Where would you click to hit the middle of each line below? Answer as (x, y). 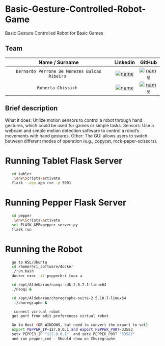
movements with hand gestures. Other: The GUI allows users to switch (76, 135)
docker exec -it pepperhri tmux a (47, 276)
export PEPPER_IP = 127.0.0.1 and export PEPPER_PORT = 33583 (72, 330)
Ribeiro (57, 76)
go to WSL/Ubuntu (29, 262)
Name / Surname (59, 62)
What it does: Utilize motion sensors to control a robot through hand (74, 120)
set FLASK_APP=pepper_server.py (45, 225)
